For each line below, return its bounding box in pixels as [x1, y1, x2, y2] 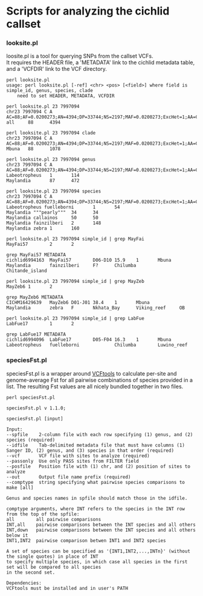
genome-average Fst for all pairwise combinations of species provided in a [6, 376, 193, 383]
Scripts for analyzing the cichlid [6, 4, 170, 18]
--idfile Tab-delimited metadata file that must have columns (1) [6, 442, 185, 448]
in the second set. [6, 569, 56, 575]
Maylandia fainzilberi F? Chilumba [6, 262, 137, 269]
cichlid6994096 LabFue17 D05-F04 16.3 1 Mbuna [6, 337, 172, 343]
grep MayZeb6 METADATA [6, 294, 63, 300]
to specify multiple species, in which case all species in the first [6, 558, 188, 565]
